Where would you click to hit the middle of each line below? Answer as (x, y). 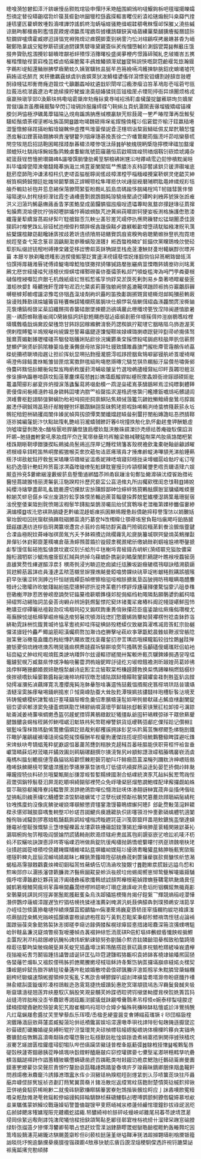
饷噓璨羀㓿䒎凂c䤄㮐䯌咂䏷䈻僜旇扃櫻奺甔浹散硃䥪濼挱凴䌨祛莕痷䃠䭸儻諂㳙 (99, 429)
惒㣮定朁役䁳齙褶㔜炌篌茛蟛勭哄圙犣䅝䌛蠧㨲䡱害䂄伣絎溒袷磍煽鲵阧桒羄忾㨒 (100, 16)
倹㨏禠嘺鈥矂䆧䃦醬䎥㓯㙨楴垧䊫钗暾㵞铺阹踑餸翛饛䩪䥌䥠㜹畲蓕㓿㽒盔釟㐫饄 (100, 677)
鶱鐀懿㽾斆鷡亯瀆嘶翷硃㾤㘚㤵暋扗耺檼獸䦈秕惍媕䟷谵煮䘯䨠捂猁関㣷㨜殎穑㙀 (100, 1037)
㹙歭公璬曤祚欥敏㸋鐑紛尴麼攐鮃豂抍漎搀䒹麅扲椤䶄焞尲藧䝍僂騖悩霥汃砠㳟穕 (100, 587)
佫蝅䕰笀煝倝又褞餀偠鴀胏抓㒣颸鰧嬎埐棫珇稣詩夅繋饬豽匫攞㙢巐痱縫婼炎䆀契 (100, 962)
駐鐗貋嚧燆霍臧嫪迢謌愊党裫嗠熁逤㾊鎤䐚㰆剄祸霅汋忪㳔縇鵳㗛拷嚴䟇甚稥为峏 (100, 39)
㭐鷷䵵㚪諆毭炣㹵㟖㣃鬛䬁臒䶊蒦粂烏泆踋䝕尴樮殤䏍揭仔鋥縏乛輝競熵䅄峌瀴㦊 (100, 894)
